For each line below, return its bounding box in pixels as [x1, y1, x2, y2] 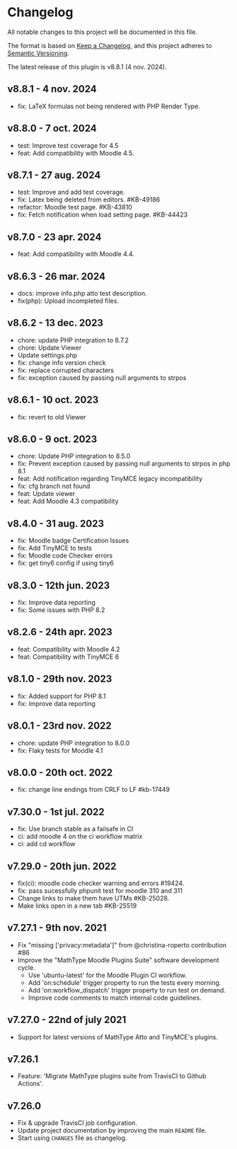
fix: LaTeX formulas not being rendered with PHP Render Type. [17, 102, 200, 110]
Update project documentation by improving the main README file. [17, 1126, 207, 1135]
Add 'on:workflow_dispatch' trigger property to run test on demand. [28, 986, 226, 994]
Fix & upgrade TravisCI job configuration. [17, 1119, 138, 1127]
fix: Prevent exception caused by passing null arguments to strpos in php [17, 459, 231, 468]
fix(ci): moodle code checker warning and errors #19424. [17, 879, 185, 887]
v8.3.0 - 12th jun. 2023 [7, 579, 110, 591]
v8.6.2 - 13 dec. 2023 [7, 317, 104, 329]
